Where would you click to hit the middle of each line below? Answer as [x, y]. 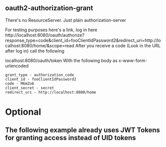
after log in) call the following [35, 51]
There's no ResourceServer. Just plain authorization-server [66, 20]
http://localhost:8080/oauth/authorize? [45, 35]
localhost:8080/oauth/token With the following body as [61, 60]
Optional [23, 112]
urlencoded [17, 66]
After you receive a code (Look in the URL [118, 45]
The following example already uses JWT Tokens [83, 130]
